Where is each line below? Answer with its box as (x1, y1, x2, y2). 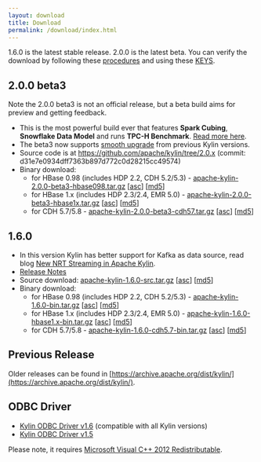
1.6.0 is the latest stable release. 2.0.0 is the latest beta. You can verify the (8, 48, 248, 57)
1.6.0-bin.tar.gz (31, 300, 80, 310)
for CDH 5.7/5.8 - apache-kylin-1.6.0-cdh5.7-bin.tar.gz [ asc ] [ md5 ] (31, 325, 247, 335)
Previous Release (8, 348, 95, 361)
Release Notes (19, 267, 67, 276)
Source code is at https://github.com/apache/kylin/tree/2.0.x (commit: (19, 148, 246, 158)
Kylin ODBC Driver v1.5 (19, 429, 94, 438)
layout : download (8, 11, 65, 20)
